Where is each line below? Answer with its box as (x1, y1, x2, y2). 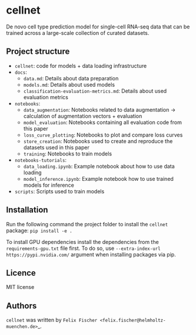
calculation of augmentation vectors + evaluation (23, 112, 142, 119)
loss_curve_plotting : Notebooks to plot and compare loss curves (23, 131, 183, 138)
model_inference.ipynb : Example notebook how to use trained (23, 175, 174, 182)
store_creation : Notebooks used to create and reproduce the (23, 137, 173, 145)
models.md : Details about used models (23, 81, 115, 88)
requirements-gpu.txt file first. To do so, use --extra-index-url (6, 245, 161, 252)
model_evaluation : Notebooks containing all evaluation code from (23, 119, 182, 126)
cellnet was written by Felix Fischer (6, 317, 98, 324)
